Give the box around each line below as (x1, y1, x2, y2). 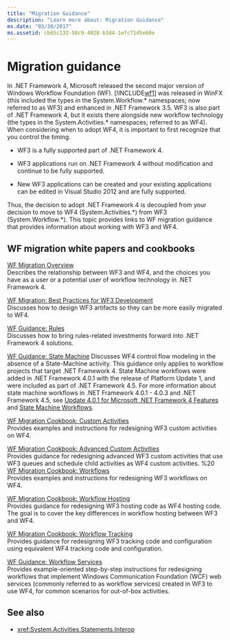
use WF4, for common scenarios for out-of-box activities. (7, 587, 170, 595)
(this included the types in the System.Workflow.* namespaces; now (7, 96, 200, 105)
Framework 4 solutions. (7, 339, 74, 347)
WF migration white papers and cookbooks (7, 242, 195, 255)
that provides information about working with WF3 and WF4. (7, 223, 179, 231)
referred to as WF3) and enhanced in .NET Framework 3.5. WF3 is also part (7, 104, 220, 112)
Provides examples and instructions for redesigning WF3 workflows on (7, 474, 207, 482)
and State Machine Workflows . (7, 403, 94, 412)
